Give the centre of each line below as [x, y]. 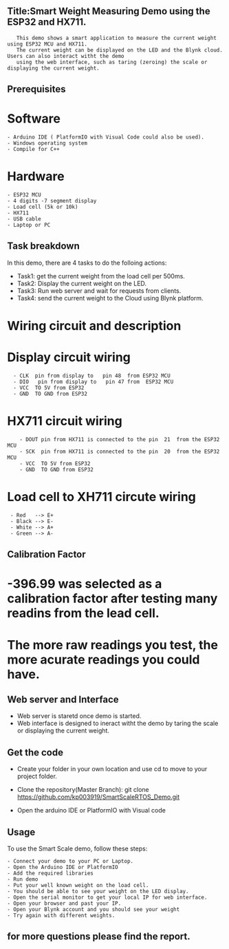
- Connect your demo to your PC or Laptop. [70, 861]
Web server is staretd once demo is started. [79, 716]
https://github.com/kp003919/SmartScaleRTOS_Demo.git [98, 797]
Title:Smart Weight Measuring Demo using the [109, 11]
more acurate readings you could [103, 659]
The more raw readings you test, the [113, 645]
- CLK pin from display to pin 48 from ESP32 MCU [92, 376]
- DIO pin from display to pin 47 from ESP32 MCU [94, 382]
